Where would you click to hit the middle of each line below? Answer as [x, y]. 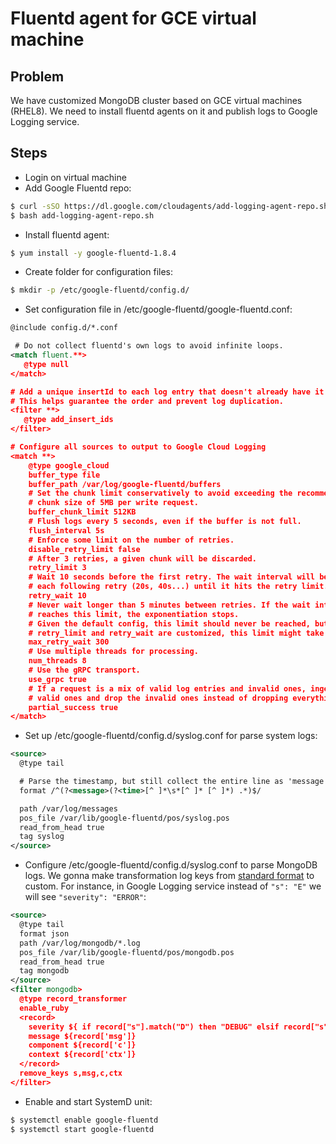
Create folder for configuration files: [98, 272]
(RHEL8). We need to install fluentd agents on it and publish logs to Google [164, 111]
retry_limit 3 [57, 568]
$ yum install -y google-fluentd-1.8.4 [93, 253]
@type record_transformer [73, 999]
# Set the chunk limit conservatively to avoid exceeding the [160, 493]
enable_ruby [44, 1008]
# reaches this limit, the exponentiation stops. [134, 614]
